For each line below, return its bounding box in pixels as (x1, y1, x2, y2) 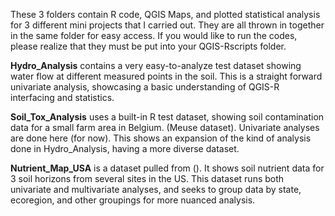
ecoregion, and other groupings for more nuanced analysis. (10, 194, 256, 206)
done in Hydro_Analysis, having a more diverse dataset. (10, 143, 240, 154)
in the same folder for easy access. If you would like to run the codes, (10, 30, 298, 41)
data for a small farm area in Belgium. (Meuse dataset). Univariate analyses (10, 122, 320, 133)
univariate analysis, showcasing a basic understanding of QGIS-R (10, 81, 280, 93)
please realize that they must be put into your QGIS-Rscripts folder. (10, 40, 287, 52)
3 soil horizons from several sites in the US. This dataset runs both (10, 173, 285, 184)
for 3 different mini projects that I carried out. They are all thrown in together (10, 19, 325, 31)
